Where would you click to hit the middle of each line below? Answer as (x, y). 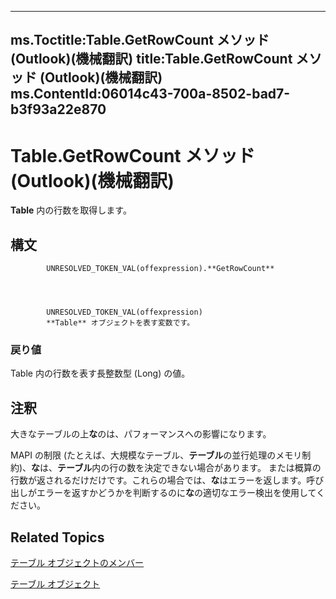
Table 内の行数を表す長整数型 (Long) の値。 (100, 373)
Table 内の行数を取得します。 (71, 210)
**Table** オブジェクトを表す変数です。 (120, 323)
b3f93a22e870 (58, 109)
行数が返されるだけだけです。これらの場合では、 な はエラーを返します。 (158, 480)
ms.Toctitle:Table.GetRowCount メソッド (140, 40)
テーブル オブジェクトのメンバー (77, 563)
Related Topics (57, 537)
